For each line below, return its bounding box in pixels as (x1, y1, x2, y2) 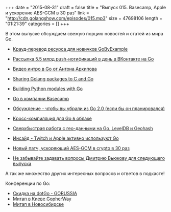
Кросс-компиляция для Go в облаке (12, 115, 92, 121)
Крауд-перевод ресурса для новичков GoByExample (12, 46, 128, 52)
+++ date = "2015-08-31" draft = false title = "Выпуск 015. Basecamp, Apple (5, 5, 166, 10)
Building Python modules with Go (12, 86, 83, 92)
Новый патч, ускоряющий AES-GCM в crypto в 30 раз (12, 145, 130, 151)
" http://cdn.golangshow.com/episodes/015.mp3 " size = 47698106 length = (5, 15, 163, 21)
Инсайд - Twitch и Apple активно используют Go (12, 135, 119, 141)
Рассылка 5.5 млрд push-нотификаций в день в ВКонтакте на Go (12, 56, 154, 62)
